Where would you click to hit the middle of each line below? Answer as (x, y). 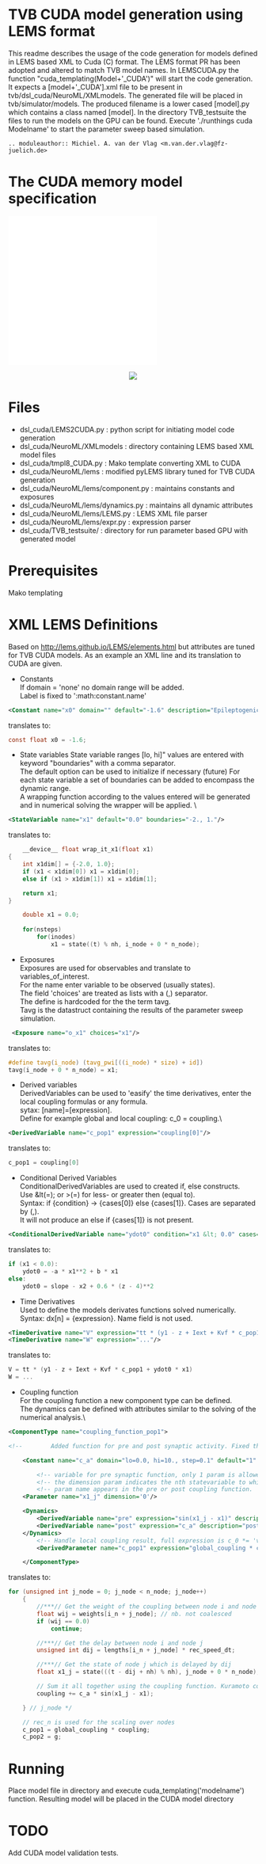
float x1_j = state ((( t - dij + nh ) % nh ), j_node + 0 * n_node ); (148, 1672)
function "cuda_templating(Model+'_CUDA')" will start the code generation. (131, 78)
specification (53, 199)
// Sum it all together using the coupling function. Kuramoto (143, 1687)
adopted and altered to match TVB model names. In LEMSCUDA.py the (123, 70)
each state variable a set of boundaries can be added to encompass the (137, 780)
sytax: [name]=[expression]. (66, 1110)
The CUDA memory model (96, 182)
